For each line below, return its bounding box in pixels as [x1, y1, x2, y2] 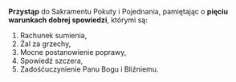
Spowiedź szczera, [19, 56, 83, 65]
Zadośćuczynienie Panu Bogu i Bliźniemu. [19, 64, 159, 74]
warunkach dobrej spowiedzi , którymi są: [8, 15, 149, 25]
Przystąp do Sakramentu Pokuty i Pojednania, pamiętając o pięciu [8, 7, 229, 16]
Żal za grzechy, [19, 39, 71, 49]
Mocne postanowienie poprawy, [19, 48, 127, 57]
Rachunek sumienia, [19, 31, 87, 40]
